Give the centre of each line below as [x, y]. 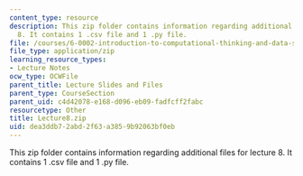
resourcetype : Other [48, 110]
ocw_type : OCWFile [44, 77]
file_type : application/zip [62, 51]
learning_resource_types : [58, 60]
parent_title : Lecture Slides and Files [87, 85]
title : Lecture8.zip [48, 118]
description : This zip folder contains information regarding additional [151, 26]
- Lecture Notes [40, 69]
